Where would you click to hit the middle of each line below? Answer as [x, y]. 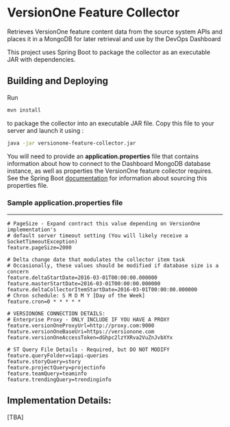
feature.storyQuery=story [44, 361]
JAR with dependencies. [41, 59]
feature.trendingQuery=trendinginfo [59, 379]
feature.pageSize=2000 [39, 247]
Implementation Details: [59, 401]
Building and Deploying [57, 81]
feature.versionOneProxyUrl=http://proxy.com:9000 [81, 326]
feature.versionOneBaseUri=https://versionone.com [81, 331]
